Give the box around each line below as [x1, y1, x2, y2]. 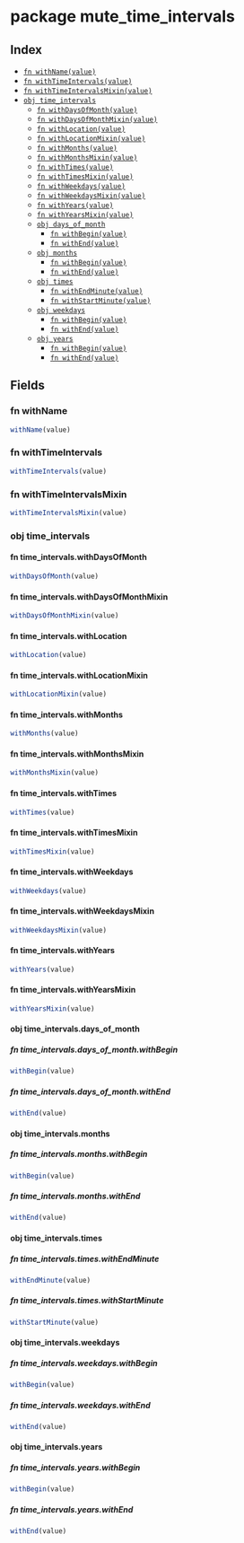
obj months [36, 249, 78, 258]
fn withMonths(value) [36, 144, 118, 153]
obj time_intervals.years [10, 1442, 103, 1452]
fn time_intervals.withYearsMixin [10, 985, 136, 995]
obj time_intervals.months [10, 1128, 110, 1139]
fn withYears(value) [36, 201, 114, 210]
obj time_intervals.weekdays [10, 1337, 120, 1348]
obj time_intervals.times [10, 1232, 102, 1243]
